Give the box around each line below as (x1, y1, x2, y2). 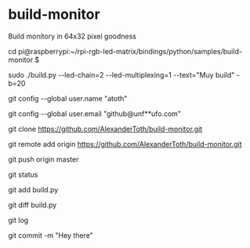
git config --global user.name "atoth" (8, 93, 128, 103)
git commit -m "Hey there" (8, 230, 94, 240)
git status (8, 170, 38, 179)
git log (8, 215, 29, 224)
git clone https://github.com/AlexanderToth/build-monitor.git (8, 124, 203, 133)
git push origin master (8, 155, 79, 164)
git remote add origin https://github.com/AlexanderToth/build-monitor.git (8, 139, 242, 148)
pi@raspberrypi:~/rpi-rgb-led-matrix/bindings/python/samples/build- (18, 46, 243, 56)
